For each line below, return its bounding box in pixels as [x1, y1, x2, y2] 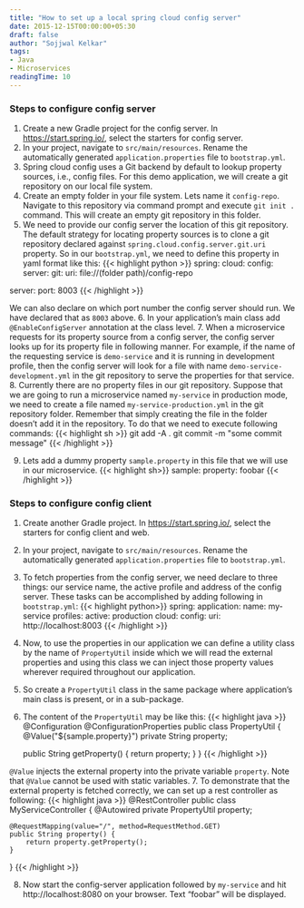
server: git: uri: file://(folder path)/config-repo [22, 268, 193, 278]
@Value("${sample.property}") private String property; [22, 731, 229, 742]
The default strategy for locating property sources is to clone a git [22, 229, 270, 240]
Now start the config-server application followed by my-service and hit [22, 879, 287, 890]
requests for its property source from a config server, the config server [9, 332, 275, 343]
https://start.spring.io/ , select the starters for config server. [22, 132, 243, 143]
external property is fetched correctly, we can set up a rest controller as [9, 786, 279, 796]
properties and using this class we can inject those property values [22, 657, 274, 668]
